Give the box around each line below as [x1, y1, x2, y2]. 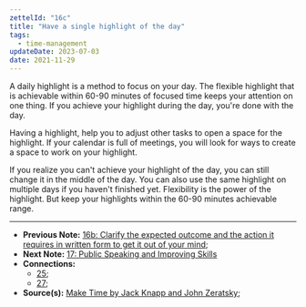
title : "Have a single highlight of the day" [9, 22, 185, 31]
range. [9, 203, 35, 214]
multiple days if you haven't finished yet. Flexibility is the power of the [9, 184, 271, 194]
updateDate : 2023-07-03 [9, 47, 100, 56]
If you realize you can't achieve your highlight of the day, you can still [9, 165, 270, 175]
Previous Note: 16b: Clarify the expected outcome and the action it [22, 230, 275, 240]
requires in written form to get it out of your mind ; [22, 239, 209, 250]
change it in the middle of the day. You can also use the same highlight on [9, 174, 287, 185]
